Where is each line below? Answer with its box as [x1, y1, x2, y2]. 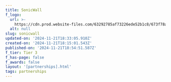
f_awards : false [5, 60, 40, 65]
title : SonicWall [5, 7, 42, 13]
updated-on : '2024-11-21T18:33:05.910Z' [5, 36, 93, 41]
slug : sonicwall [5, 31, 40, 36]
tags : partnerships [5, 69, 47, 74]
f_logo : [5, 12, 22, 17]
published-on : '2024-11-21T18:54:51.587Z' [5, 45, 97, 50]
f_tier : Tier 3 [5, 50, 38, 55]
